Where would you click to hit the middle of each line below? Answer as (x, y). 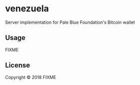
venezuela (27, 9)
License (18, 65)
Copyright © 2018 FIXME (31, 77)
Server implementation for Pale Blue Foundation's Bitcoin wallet (70, 22)
